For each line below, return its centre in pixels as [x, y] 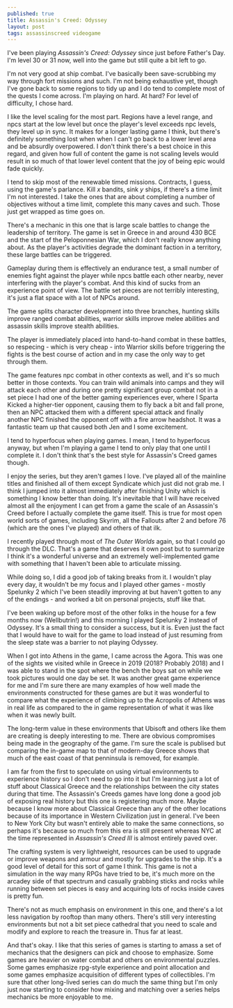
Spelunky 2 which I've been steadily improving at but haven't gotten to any [114, 592]
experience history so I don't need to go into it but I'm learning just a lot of [113, 779]
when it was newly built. [42, 715]
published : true [31, 14]
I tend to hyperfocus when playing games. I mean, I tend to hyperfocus [109, 441]
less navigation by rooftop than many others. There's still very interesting [112, 917]
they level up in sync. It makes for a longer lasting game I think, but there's [114, 132]
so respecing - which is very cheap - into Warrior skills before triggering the [116, 347]
